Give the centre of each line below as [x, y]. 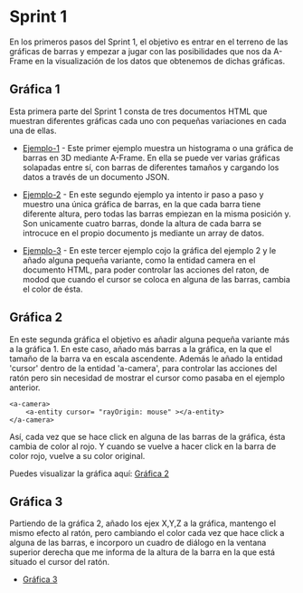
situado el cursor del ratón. [60, 562]
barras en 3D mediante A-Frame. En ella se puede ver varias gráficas [151, 158]
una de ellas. [33, 130]
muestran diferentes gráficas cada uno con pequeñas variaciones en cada [148, 120]
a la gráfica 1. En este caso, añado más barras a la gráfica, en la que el [141, 349]
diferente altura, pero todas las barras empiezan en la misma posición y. [156, 214]
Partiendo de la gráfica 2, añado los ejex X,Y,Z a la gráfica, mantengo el [143, 523]
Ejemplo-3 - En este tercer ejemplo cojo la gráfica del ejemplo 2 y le [149, 250]
